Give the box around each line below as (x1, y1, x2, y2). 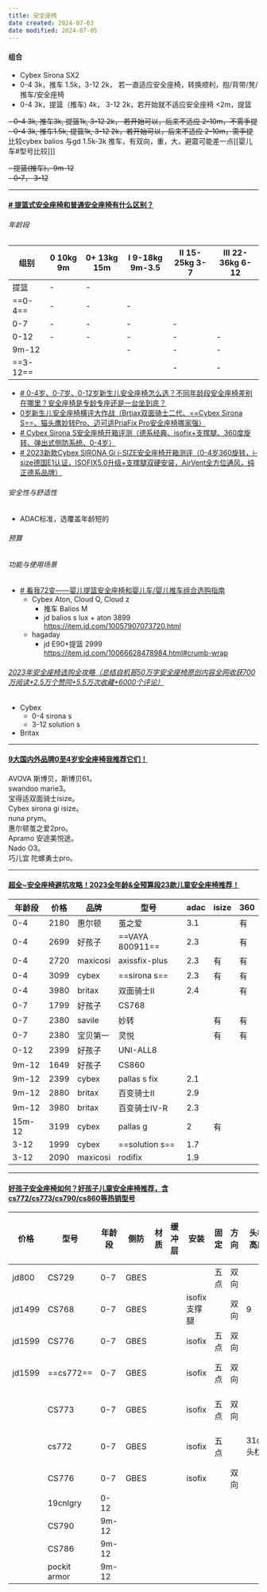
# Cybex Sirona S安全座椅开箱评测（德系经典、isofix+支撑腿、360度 (19, 428, 245, 438)
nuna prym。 (8, 813, 51, 823)
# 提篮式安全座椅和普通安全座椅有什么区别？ (8, 200, 154, 210)
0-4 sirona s (31, 711, 72, 720)
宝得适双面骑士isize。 (8, 793, 79, 803)
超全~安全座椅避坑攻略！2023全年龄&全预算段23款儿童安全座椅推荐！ (8, 880, 240, 890)
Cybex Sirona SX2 (19, 70, 79, 79)
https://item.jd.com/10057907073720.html (43, 622, 181, 631)
